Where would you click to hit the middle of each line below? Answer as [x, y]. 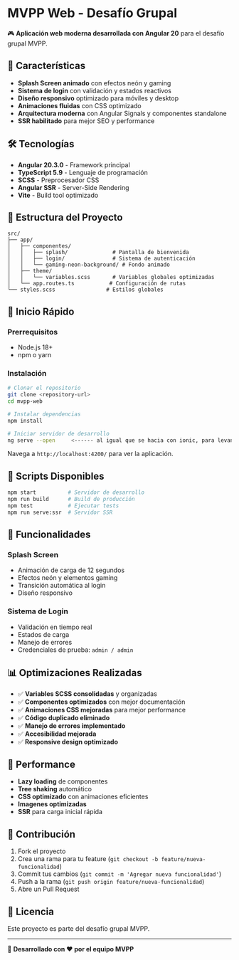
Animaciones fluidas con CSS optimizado [79, 105]
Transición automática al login [62, 586]
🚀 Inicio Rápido [41, 311]
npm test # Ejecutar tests [63, 506]
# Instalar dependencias [44, 414]
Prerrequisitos [33, 332]
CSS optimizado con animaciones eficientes [83, 797]
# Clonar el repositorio [44, 388]
